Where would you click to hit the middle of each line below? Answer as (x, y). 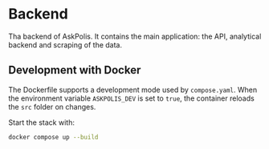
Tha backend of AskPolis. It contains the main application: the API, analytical (135, 36)
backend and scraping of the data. (65, 44)
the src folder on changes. (52, 106)
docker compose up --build (53, 137)
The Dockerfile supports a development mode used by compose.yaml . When (133, 89)
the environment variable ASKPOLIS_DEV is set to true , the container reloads (131, 98)
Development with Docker (75, 70)
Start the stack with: (41, 122)
